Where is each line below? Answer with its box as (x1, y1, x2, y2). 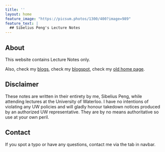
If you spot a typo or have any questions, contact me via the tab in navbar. (5, 141, 156, 147)
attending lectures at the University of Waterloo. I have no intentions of (5, 99, 149, 104)
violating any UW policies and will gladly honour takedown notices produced (5, 103, 161, 109)
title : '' (5, 7, 26, 12)
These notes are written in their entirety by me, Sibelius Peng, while (5, 93, 142, 99)
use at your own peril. (5, 114, 49, 120)
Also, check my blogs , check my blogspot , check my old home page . (5, 66, 145, 72)
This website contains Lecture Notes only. (5, 56, 90, 62)
